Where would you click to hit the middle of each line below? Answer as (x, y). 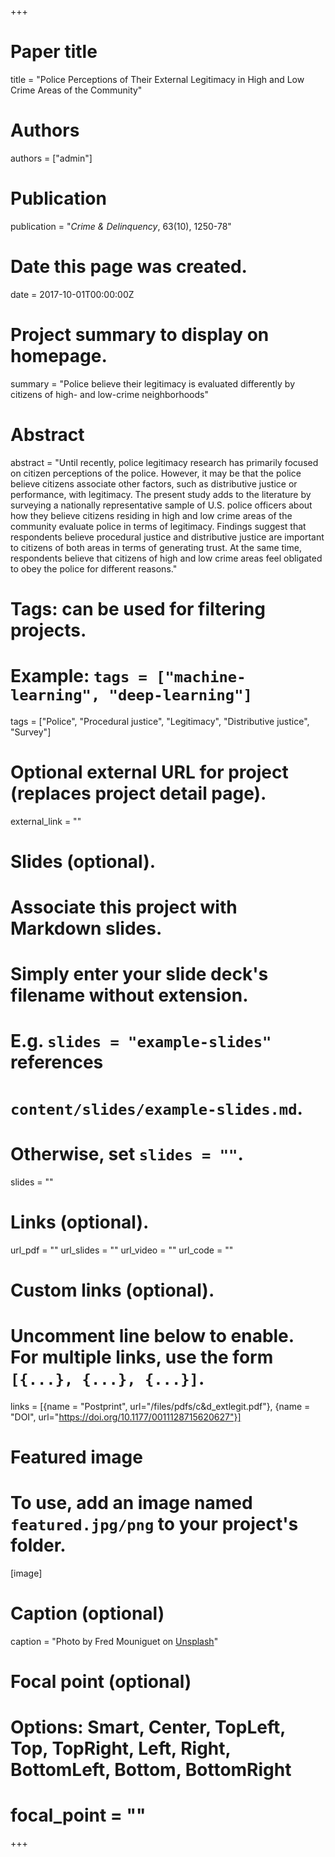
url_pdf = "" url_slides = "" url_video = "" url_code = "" (122, 1250)
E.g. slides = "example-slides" (141, 1041)
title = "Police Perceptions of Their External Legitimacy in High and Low (157, 79)
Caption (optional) (87, 1613)
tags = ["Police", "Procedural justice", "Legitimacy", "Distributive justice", (160, 721)
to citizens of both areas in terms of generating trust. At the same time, (156, 547)
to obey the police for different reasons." (94, 568)
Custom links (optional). (112, 1290)
